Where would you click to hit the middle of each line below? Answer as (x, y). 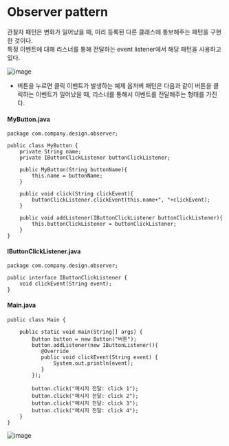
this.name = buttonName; (67, 176)
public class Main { (37, 320)
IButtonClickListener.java (44, 251)
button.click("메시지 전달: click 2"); (85, 396)
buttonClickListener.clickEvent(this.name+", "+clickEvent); (121, 200)
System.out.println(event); (94, 363)
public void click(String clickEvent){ (77, 194)
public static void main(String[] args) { (81, 332)
